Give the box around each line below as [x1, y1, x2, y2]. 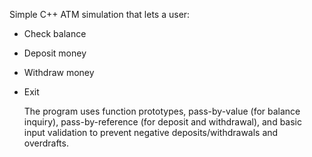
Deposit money [23, 47, 87, 59]
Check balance [23, 28, 87, 39]
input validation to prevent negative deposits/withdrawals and [23, 127, 279, 138]
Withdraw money [23, 67, 95, 78]
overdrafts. [23, 137, 69, 149]
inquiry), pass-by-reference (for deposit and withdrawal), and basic [23, 116, 302, 128]
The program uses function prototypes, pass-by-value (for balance [23, 105, 301, 117]
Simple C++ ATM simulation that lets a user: [9, 9, 191, 20]
